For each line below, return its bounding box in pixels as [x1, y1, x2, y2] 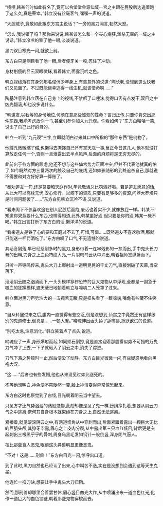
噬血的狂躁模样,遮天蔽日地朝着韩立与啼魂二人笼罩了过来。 [5, 285, 122, 290]
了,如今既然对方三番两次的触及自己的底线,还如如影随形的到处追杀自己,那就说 [5, 168, 158, 173]
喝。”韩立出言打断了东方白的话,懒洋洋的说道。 [5, 219, 96, 224]
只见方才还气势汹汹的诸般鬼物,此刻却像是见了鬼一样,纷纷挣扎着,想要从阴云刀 [5, 403, 158, 408]
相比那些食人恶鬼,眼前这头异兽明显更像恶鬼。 [5, 442, 96, 447]
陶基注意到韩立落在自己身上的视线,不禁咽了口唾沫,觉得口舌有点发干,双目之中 [5, 95, 158, 101]
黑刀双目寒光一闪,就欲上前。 [5, 48, 62, 53]
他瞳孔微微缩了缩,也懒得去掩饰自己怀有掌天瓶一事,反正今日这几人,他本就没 [5, 145, 154, 151]
